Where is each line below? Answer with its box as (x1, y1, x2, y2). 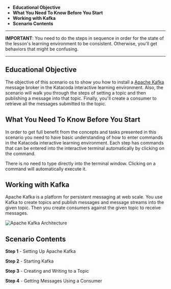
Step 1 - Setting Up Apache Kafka (5, 248, 76, 254)
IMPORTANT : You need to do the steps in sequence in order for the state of (5, 35, 164, 41)
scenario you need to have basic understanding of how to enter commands (5, 134, 163, 140)
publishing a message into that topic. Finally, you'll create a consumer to (5, 95, 157, 101)
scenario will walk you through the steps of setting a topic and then (5, 90, 147, 96)
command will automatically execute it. (5, 165, 87, 172)
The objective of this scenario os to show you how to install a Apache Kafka (5, 79, 164, 85)
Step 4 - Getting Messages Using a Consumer (5, 278, 102, 284)
